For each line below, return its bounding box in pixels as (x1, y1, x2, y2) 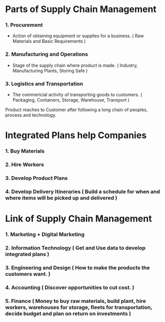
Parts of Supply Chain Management (5, 4, 157, 15)
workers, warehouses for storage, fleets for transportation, (5, 303, 152, 310)
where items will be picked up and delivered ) (5, 194, 117, 201)
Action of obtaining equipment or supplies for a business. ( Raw (12, 33, 144, 39)
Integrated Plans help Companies (5, 130, 147, 141)
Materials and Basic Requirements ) (12, 38, 86, 44)
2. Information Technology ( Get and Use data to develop (5, 244, 146, 251)
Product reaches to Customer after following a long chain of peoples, (5, 107, 148, 113)
